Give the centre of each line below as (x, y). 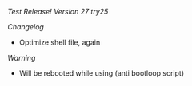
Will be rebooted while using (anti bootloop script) (102, 73)
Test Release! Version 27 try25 (58, 12)
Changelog (26, 27)
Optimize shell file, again (60, 42)
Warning (22, 58)
